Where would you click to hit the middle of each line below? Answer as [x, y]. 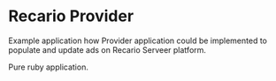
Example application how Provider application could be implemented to [138, 40]
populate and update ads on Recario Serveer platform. [107, 49]
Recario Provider [71, 16]
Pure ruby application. [49, 67]
